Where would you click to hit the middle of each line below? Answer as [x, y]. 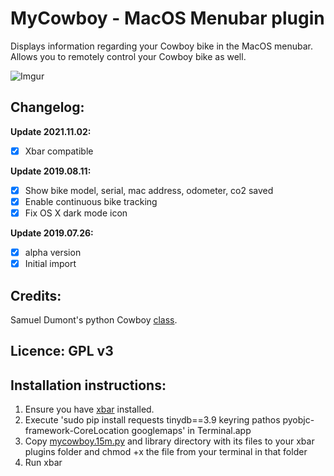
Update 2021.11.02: [51, 131]
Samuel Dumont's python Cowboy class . [94, 319]
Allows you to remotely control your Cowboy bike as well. [128, 56]
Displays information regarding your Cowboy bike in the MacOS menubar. [162, 46]
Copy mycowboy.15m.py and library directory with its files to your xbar [169, 441]
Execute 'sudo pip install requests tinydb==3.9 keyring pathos [152, 420]
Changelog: [47, 107]
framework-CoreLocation [77, 431]
